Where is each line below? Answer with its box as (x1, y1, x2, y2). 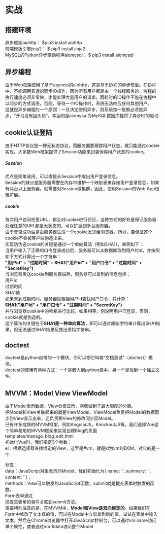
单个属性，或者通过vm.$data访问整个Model (5, 524, 94, 530)
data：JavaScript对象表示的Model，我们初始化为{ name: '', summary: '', (5, 468, 151, 474)
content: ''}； (5, 474, 32, 480)
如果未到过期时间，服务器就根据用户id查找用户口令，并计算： (5, 295, 130, 301)
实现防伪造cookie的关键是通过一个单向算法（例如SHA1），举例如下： (5, 241, 144, 247)
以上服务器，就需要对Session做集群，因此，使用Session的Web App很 (18, 185, 160, 191)
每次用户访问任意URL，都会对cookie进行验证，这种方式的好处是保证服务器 (5, 216, 157, 222)
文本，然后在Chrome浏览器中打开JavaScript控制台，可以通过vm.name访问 (5, 517, 157, 523)
